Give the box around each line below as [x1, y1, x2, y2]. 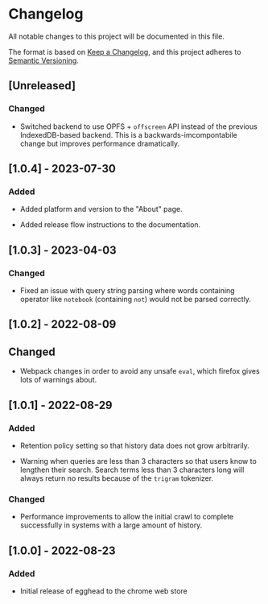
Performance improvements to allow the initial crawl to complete [19, 512, 234, 522]
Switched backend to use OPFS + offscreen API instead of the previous [19, 122, 258, 131]
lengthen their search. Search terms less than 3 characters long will [19, 465, 245, 474]
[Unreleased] [8, 79, 76, 93]
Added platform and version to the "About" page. [19, 205, 183, 214]
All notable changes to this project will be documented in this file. [8, 31, 225, 41]
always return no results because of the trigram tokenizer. [19, 473, 214, 483]
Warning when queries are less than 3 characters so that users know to [19, 456, 258, 465]
